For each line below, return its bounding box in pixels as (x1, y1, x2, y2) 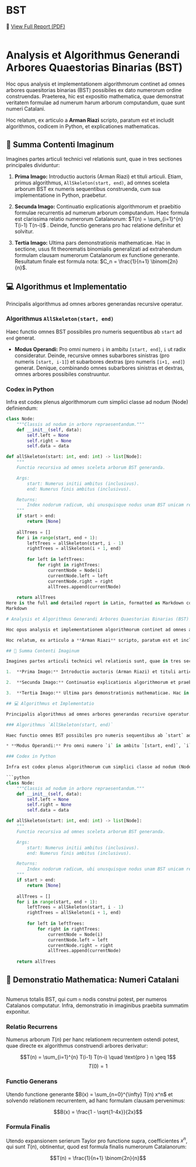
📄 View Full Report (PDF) (6, 23, 65, 30)
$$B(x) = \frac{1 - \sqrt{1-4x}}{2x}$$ (53, 1108, 143, 1115)
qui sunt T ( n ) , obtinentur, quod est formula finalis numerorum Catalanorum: (6, 1143, 187, 1151)
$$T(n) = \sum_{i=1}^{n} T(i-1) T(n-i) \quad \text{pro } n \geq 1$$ (20, 1053, 176, 1060)
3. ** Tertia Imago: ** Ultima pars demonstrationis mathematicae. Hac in (6, 690, 190, 696)
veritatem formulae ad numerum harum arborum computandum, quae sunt (6, 99, 185, 106)
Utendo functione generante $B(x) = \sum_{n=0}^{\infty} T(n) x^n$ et (6, 1090, 173, 1098)
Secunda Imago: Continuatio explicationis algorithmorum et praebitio (14, 203, 181, 210)
